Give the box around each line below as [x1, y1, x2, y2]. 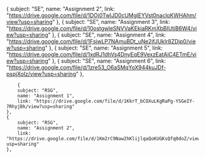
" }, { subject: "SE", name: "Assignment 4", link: [48, 31, 167, 39]
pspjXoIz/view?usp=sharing [6, 70, 76, 77]
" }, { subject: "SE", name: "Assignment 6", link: [48, 58, 166, 64]
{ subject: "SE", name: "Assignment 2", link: [6, 6, 115, 12]
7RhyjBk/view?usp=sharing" [6, 103, 75, 110]
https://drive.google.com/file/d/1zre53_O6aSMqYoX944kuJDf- [9, 64, 167, 71]
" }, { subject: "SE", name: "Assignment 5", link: [45, 44, 163, 51]
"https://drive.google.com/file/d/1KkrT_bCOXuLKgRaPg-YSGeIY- [33, 98, 195, 104]
